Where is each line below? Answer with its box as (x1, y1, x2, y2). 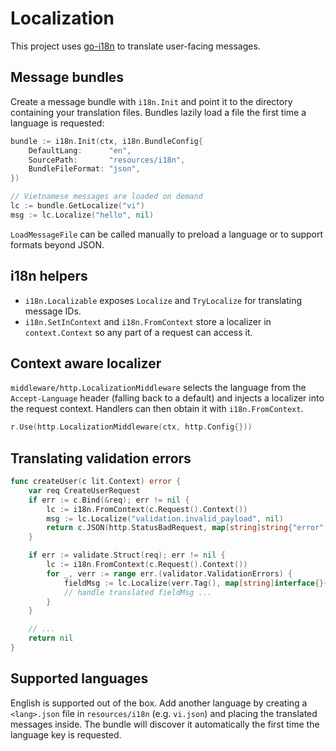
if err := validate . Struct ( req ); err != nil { (28, 550, 226, 561)
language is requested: (10, 117, 105, 129)
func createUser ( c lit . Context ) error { (10, 477, 182, 487)
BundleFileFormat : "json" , (28, 164, 141, 174)
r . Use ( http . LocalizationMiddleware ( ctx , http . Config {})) (10, 422, 253, 432)
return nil (28, 633, 74, 644)
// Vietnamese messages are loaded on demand (10, 192, 203, 202)
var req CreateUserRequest (28, 485, 141, 496)
